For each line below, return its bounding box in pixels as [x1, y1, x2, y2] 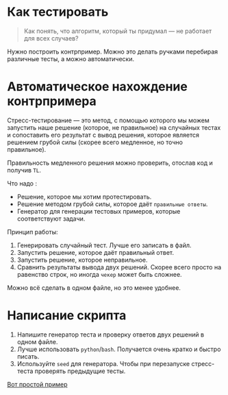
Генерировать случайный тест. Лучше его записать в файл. [16, 241, 192, 249]
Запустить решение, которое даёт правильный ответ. [16, 248, 175, 256]
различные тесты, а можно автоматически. [7, 54, 135, 63]
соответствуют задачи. [16, 214, 86, 223]
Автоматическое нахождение [7, 79, 188, 95]
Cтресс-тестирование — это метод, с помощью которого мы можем [7, 116, 210, 124]
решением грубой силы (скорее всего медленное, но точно [7, 138, 183, 146]
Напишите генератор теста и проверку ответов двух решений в [16, 330, 204, 339]
